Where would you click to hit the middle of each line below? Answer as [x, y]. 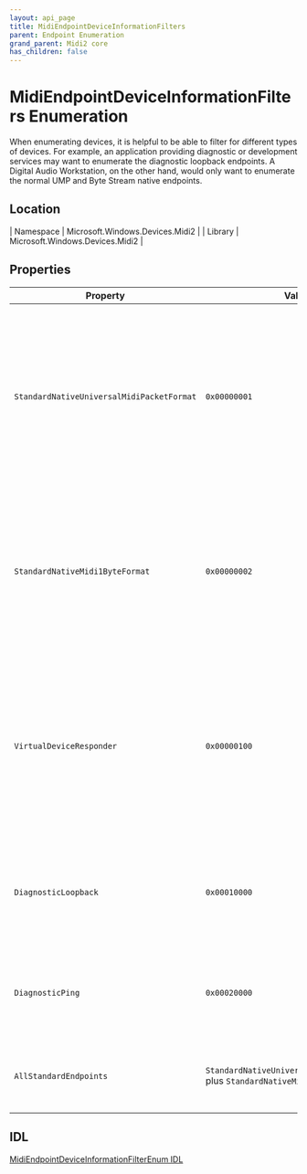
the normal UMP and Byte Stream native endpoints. [106, 181]
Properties [40, 270]
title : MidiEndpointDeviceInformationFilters [97, 26]
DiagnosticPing [47, 993]
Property [105, 295]
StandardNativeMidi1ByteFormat [82, 571]
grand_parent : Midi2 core [58, 43]
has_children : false [49, 52]
